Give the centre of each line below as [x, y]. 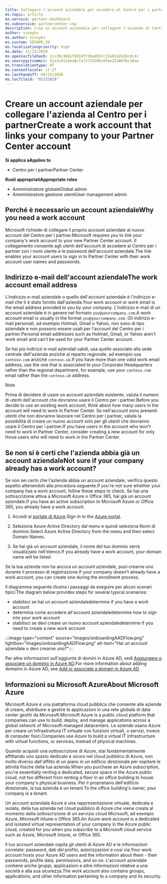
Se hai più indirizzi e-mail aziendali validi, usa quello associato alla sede [79, 349]
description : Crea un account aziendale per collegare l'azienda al [78, 28]
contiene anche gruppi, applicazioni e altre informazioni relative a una [77, 866]
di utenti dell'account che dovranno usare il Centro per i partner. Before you [82, 400]
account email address [41, 285]
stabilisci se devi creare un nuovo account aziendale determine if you [83, 623]
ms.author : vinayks [25, 38]
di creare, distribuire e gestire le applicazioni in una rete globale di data [78, 709]
